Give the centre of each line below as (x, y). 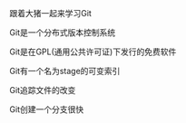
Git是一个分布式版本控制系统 (63, 33)
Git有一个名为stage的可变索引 (65, 71)
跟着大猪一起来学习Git (51, 13)
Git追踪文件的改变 (43, 90)
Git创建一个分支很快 (47, 109)
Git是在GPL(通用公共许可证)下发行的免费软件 (93, 52)
